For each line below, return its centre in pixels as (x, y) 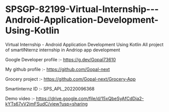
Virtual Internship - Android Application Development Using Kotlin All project (84, 44)
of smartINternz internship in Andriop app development (63, 50)
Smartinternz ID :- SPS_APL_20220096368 (50, 88)
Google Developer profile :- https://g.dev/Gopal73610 (61, 59)
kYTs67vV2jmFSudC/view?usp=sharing (47, 103)
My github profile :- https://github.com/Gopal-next (58, 69)
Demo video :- (20, 98)
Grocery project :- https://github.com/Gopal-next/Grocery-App (71, 79)
